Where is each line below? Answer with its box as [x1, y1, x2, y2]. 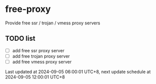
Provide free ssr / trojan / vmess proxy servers [5, 20, 100, 26]
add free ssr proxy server [12, 47, 65, 53]
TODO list [5, 34, 36, 43]
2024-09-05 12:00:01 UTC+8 [5, 74, 65, 80]
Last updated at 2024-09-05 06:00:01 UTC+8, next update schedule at [5, 69, 151, 75]
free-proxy [5, 3, 51, 15]
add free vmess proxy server [12, 59, 72, 65]
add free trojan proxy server [12, 53, 70, 59]
